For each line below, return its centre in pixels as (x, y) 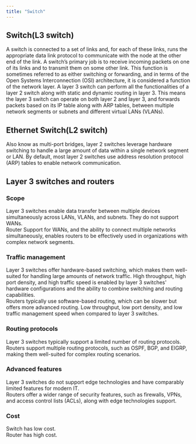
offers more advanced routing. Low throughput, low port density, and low (94, 307)
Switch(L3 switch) (40, 35)
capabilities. (20, 295)
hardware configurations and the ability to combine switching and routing (94, 289)
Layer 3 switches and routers (60, 182)
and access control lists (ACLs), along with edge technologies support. (91, 401)
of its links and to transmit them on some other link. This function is (87, 68)
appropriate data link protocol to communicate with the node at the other (94, 56)
